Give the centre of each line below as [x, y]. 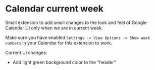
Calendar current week [54, 9]
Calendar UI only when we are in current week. [54, 27]
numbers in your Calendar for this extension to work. [59, 42]
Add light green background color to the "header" [64, 62]
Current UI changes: [26, 52]
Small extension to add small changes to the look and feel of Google [76, 22]
